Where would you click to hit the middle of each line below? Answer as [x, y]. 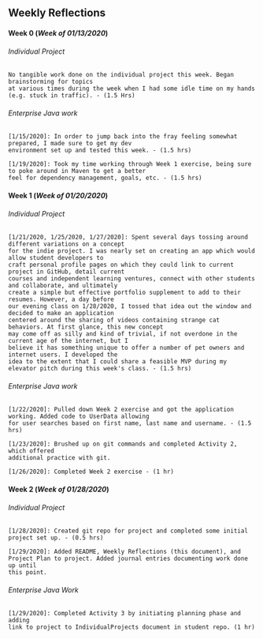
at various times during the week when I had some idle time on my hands [132, 89]
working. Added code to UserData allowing [79, 417]
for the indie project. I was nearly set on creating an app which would [132, 251]
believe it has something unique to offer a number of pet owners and [126, 348]
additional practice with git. [59, 458]
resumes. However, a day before [61, 299]
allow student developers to [56, 258]
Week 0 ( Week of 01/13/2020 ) [58, 33]
